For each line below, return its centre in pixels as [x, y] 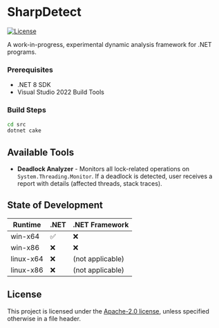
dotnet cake [24, 131]
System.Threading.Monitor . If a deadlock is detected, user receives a [115, 176]
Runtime [27, 224]
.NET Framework [101, 224]
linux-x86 [27, 270]
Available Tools [41, 152]
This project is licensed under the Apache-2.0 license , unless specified [108, 311]
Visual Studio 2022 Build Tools [61, 92]
